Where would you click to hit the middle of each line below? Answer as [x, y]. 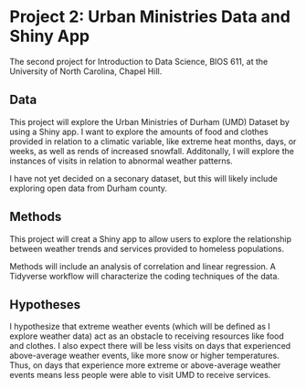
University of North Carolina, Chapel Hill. [86, 71]
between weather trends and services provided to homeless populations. [147, 248]
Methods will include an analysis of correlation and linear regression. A [142, 266]
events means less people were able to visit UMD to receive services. [140, 375]
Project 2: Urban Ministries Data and [150, 17]
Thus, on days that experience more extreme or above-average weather [145, 365]
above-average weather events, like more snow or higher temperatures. [145, 356]
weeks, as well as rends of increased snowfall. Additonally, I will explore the [152, 151]
